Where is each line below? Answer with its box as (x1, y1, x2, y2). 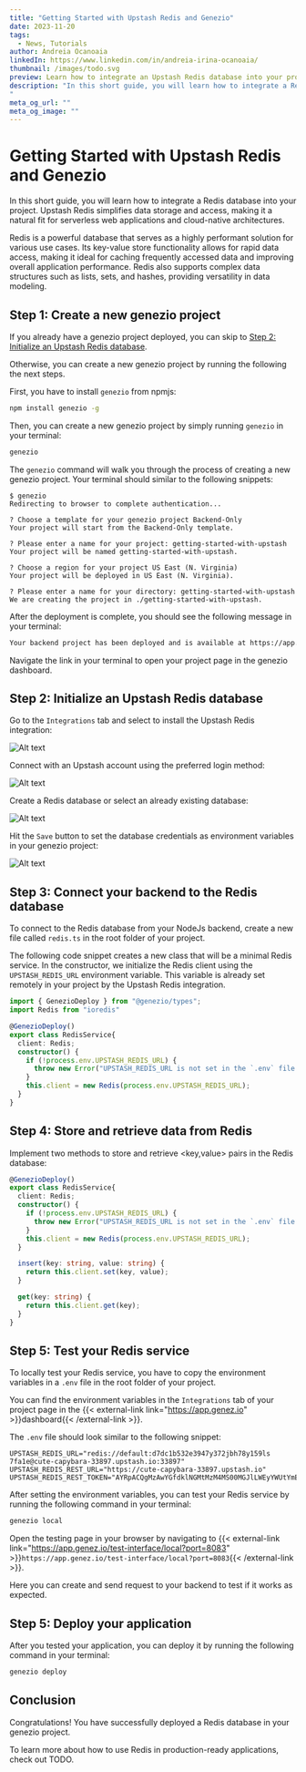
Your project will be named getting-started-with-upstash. (9, 547, 239, 556)
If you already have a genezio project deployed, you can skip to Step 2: (9, 332, 276, 342)
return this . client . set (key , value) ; (25, 1268, 169, 1277)
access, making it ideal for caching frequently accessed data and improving (9, 252, 294, 263)
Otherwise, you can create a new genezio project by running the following (9, 359, 287, 369)
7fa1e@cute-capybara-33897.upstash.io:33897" (9, 1458, 185, 1467)
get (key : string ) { (17, 1293, 92, 1302)
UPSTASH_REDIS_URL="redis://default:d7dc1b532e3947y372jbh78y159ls (9, 1449, 271, 1458)
